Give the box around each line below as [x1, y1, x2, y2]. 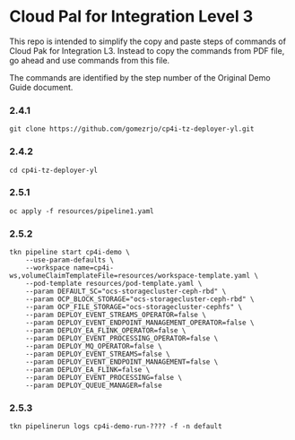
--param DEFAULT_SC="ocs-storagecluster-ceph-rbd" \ [25, 287, 227, 297]
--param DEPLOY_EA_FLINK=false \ [25, 366, 151, 375]
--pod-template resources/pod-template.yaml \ [25, 280, 203, 289]
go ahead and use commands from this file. [9, 55, 170, 65]
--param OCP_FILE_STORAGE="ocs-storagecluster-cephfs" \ [25, 303, 243, 312]
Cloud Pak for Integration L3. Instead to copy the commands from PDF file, [9, 45, 285, 56]
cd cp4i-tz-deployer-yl [9, 166, 99, 175]
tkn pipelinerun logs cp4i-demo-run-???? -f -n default [9, 422, 222, 431]
